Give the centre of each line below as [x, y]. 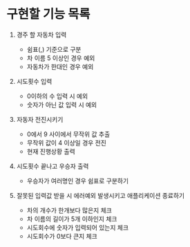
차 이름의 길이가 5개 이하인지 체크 [72, 219]
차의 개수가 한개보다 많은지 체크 [69, 210]
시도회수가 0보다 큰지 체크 [62, 236]
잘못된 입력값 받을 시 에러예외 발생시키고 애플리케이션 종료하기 [100, 195]
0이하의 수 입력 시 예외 [57, 96]
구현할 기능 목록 [48, 14]
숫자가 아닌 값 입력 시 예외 [62, 104]
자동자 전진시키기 [40, 119]
